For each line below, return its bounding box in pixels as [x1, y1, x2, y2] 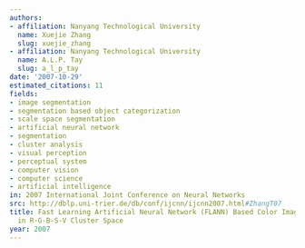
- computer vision [9, 165, 79, 174]
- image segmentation [9, 97, 92, 107]
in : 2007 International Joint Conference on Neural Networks [9, 191, 246, 200]
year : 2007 [9, 224, 51, 233]
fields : [9, 89, 39, 98]
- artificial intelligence [9, 183, 112, 192]
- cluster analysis [9, 140, 84, 149]
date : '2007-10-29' [9, 73, 84, 82]
